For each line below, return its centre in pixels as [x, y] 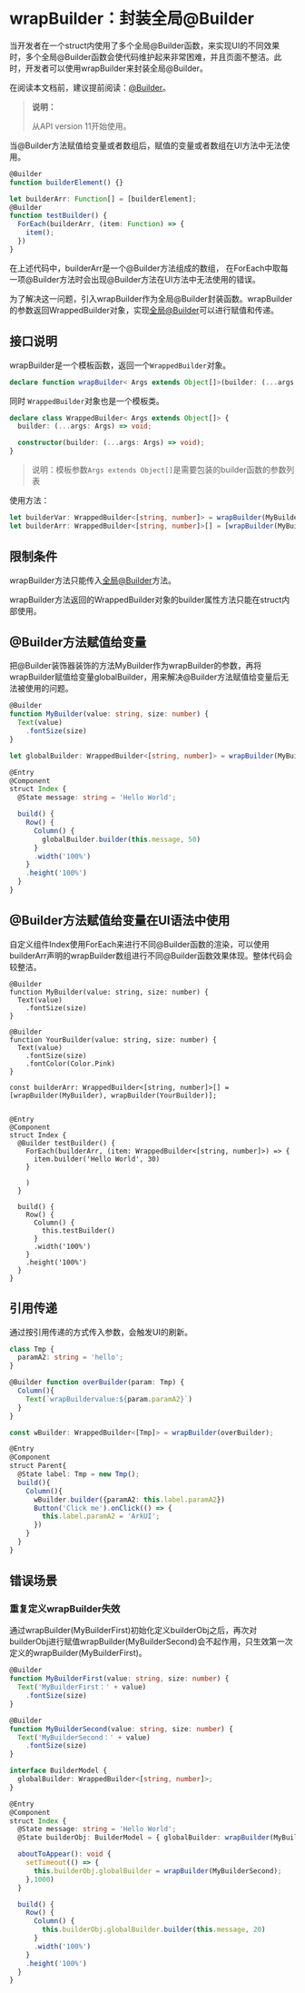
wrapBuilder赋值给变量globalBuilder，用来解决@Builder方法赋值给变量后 [145, 677]
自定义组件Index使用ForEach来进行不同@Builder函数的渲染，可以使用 [139, 944]
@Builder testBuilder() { [67, 1143]
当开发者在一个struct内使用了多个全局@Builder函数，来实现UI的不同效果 [145, 45]
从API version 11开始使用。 [81, 126]
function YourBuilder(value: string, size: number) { [113, 1040]
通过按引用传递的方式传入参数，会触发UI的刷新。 [101, 1332]
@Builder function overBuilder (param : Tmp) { [97, 1383]
